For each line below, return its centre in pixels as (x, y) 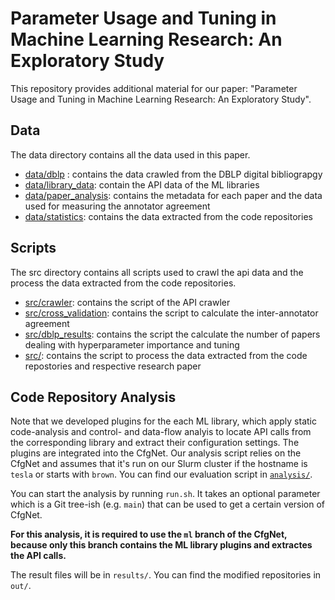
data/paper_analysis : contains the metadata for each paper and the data (173, 195)
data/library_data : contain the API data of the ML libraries (142, 184)
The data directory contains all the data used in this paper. (130, 154)
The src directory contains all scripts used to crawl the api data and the (157, 272)
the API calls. (38, 556)
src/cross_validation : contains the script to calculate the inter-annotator (171, 313)
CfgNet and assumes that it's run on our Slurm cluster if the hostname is (159, 464)
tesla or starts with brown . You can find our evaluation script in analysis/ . (161, 474)
